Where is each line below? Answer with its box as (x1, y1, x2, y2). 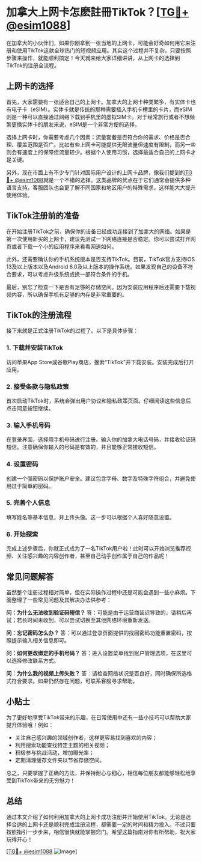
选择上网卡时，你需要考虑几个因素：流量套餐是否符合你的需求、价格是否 (6, 133, 185, 141)
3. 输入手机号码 (6, 421, 51, 430)
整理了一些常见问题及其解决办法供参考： (11, 596, 112, 603)
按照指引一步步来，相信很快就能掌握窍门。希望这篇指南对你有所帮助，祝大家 (6, 828, 196, 835)
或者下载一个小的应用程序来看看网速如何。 (11, 243, 117, 250)
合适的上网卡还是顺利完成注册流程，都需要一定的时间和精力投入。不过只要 (11, 821, 196, 828)
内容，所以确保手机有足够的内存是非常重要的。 (11, 291, 127, 298)
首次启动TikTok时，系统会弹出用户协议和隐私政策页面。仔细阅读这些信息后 (6, 397, 191, 404)
